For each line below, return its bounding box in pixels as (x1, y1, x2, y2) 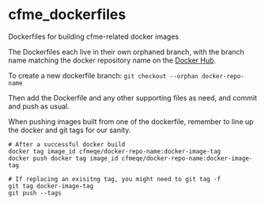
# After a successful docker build (8, 140, 126, 148)
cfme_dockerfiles (8, 6, 127, 24)
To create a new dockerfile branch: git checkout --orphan (8, 70, 199, 80)
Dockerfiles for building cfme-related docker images (8, 32, 180, 41)
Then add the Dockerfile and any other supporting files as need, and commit (8, 93, 257, 102)
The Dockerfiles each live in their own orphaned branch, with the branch (8, 47, 244, 56)
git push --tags (8, 188, 62, 197)
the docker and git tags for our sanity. (8, 125, 131, 135)
